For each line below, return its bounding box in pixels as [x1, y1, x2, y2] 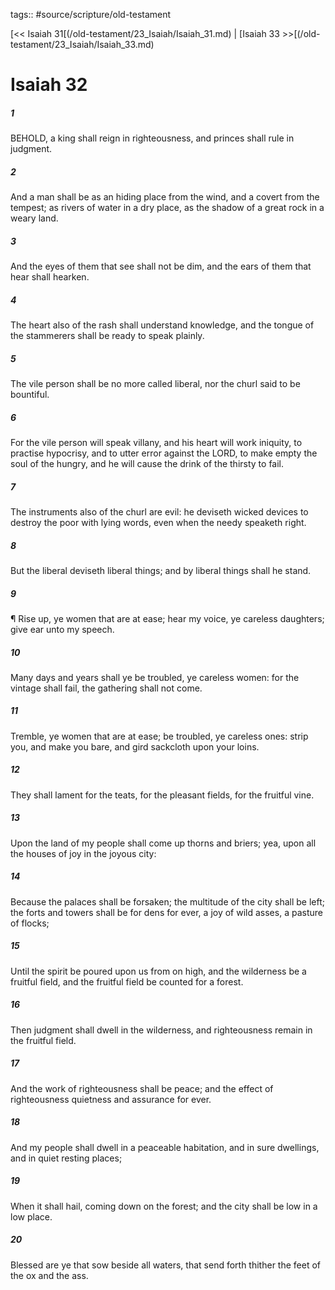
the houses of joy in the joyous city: [10, 847, 157, 859]
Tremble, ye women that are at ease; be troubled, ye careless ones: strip [10, 730, 309, 742]
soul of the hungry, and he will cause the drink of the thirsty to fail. [10, 458, 285, 469]
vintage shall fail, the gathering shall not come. [10, 682, 203, 694]
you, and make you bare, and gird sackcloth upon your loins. [10, 740, 260, 753]
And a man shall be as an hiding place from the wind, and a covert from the [10, 191, 320, 203]
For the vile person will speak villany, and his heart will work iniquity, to [10, 437, 303, 448]
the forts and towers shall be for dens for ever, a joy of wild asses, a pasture [10, 906, 323, 918]
